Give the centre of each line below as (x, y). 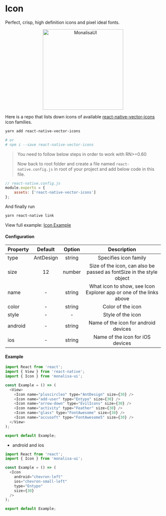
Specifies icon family (122, 258)
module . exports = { (25, 188)
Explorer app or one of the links (122, 293)
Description (122, 250)
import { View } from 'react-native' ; (45, 372)
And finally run (20, 206)
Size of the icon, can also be (122, 266)
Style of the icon (122, 315)
